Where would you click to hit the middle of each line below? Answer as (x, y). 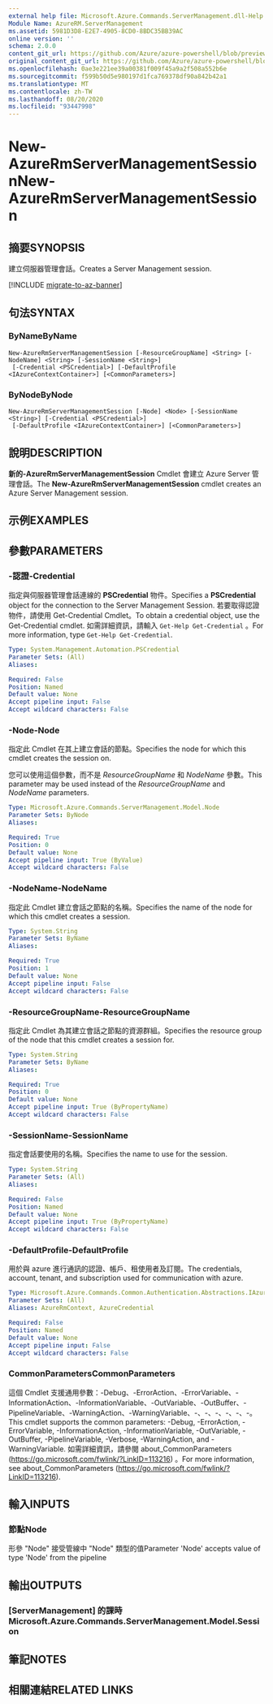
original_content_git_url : (54, 62)
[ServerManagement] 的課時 (66, 1611)
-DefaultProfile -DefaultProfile (68, 1250)
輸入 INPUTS (39, 1505)
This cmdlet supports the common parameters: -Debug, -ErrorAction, (125, 1421)
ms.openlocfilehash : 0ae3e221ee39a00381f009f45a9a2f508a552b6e (118, 69)
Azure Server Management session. (68, 493)
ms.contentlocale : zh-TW (50, 91)
